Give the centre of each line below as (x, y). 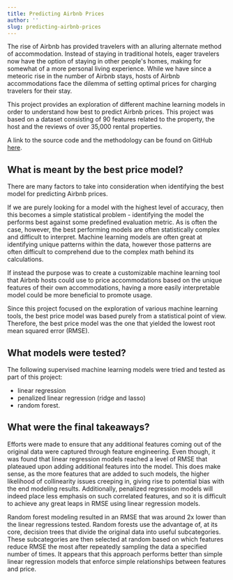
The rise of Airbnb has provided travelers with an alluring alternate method (114, 47)
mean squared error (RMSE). (48, 331)
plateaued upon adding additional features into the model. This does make (114, 466)
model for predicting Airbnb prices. (58, 194)
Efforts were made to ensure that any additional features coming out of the (114, 444)
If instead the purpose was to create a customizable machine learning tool (114, 273)
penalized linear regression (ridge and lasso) (82, 398)
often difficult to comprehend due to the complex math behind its (100, 252)
